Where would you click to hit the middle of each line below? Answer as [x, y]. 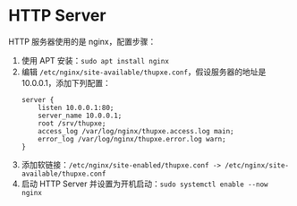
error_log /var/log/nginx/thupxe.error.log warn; [132, 139]
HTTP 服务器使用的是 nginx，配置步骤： [82, 41]
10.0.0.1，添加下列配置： [66, 82]
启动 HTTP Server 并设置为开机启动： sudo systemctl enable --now [144, 184]
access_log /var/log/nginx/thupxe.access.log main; [136, 131]
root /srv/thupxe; [72, 123]
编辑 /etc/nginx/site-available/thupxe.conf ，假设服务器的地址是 [144, 72]
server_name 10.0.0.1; [80, 116]
